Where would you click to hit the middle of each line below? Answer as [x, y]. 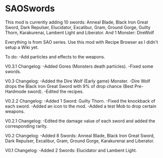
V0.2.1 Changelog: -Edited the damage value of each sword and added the [80, 121]
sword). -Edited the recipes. [56, 91]
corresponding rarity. [26, 126]
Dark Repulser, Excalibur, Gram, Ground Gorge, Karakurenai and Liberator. [80, 141]
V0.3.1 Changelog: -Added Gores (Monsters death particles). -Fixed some [79, 66]
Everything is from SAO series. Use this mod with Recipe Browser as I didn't [81, 42]
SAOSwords [30, 9]
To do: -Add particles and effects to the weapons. [55, 56]
